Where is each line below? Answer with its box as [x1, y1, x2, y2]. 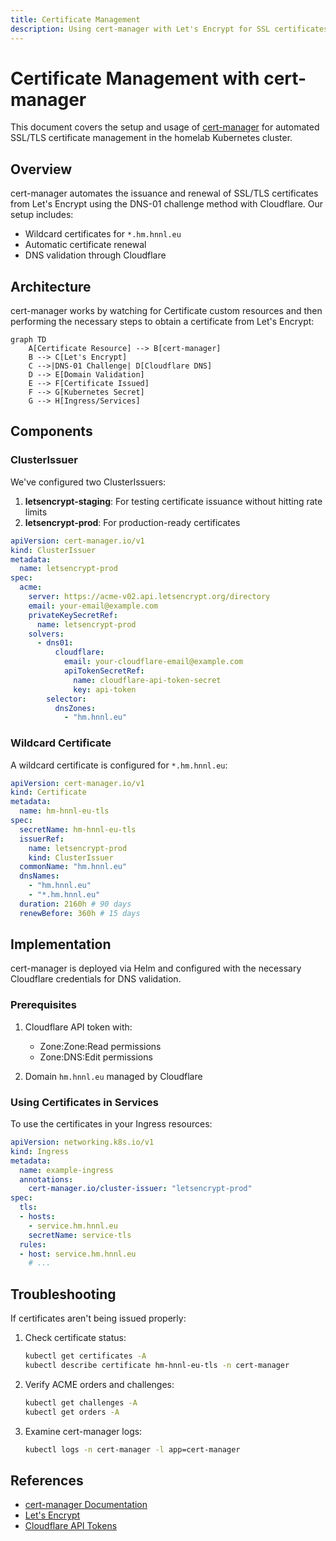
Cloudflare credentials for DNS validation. [10, 973, 182, 985]
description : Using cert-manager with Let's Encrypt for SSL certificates [10, 24, 329, 34]
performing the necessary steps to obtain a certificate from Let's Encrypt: [10, 316, 315, 328]
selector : [46, 694, 87, 704]
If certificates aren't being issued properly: [10, 1312, 187, 1325]
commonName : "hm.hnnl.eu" [19, 862, 128, 872]
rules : [19, 1239, 47, 1250]
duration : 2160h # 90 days [19, 899, 132, 909]
